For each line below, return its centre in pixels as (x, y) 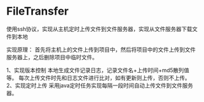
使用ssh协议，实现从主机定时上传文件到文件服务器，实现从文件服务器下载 (100, 29)
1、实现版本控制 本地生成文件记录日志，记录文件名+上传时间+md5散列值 (98, 70)
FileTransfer (38, 11)
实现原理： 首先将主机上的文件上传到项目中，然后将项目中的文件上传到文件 (101, 49)
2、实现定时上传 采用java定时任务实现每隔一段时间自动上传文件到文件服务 (100, 85)
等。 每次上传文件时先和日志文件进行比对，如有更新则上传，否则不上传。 (98, 78)
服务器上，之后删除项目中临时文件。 (52, 57)
